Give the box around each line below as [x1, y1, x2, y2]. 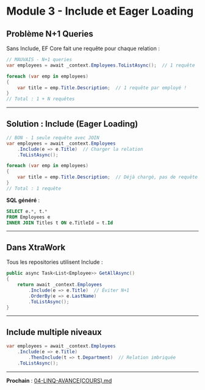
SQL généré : [6, 197, 40, 204]
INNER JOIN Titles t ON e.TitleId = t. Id [6, 220, 113, 226]
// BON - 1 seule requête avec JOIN [6, 134, 99, 141]
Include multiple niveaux [6, 327, 102, 337]
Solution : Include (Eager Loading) [6, 118, 138, 129]
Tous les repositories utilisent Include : [6, 258, 103, 266]
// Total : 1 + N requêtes [6, 96, 75, 102]
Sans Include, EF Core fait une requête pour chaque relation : [6, 45, 160, 52]
